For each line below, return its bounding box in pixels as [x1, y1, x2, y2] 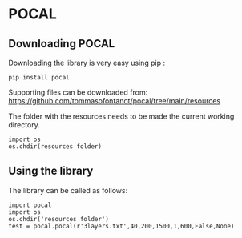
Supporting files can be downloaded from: [8, 87, 148, 97]
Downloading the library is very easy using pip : [8, 58, 166, 67]
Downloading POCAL [8, 37, 115, 50]
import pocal [8, 201, 52, 209]
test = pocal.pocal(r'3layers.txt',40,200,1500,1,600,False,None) [8, 222, 235, 230]
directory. [8, 120, 40, 129]
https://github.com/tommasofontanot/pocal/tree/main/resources [8, 96, 221, 105]
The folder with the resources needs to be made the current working [8, 111, 235, 121]
